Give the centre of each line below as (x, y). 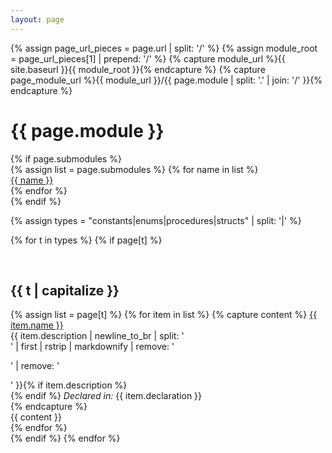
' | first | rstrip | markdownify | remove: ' (92, 347)
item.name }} (37, 325)
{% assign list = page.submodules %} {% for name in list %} (134, 169)
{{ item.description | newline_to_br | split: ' (97, 336)
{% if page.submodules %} (66, 158)
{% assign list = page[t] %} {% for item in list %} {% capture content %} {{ (164, 315)
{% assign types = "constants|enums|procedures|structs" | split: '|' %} (156, 220)
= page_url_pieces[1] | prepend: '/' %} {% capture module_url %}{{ (148, 58)
